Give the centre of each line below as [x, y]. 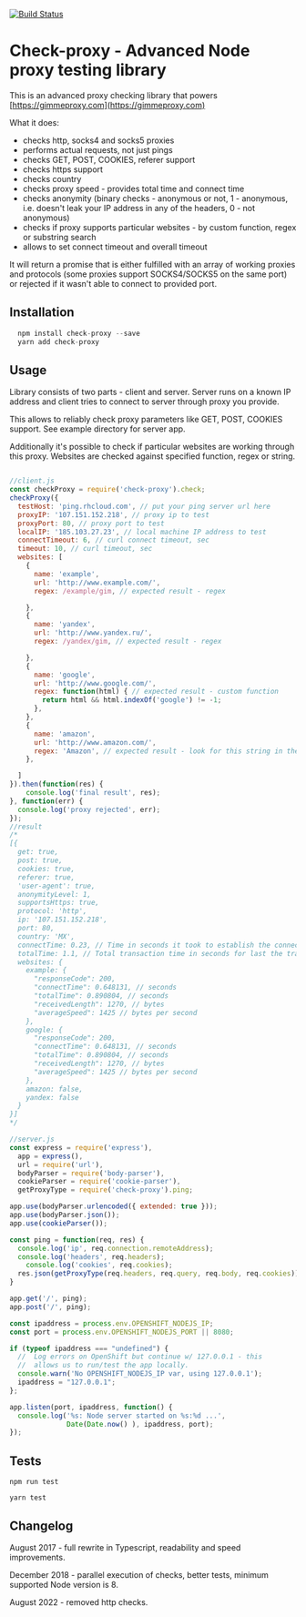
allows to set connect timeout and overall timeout [115, 247]
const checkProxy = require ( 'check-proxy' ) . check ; [107, 490]
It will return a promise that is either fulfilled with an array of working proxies [153, 264]
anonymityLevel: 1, [55, 894]
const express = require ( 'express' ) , [81, 1147]
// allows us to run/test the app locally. [103, 1366]
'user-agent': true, [56, 886]
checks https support [62, 169]
